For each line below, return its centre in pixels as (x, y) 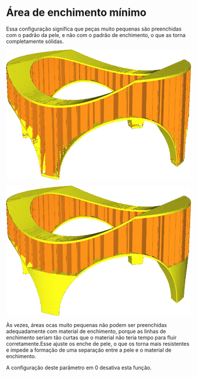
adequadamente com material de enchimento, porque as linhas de (86, 331)
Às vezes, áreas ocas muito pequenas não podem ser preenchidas (86, 325)
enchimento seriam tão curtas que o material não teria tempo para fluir (91, 338)
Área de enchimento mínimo (76, 13)
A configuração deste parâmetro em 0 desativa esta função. (79, 368)
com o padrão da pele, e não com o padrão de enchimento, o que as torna (96, 35)
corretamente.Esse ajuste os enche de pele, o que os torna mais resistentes (98, 344)
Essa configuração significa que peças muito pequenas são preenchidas (94, 29)
